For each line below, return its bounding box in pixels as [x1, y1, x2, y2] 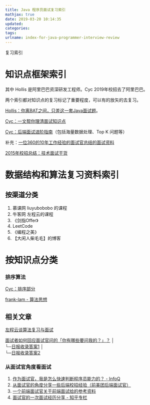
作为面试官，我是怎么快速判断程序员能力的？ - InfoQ [12, 376, 121, 382]
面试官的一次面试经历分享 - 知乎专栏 [12, 395, 87, 401]
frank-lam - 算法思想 [5, 297, 47, 303]
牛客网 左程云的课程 [12, 211, 53, 217]
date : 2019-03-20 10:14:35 [5, 16, 61, 21]
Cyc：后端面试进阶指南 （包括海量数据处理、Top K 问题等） [5, 128, 127, 135]
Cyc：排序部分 [5, 286, 35, 292]
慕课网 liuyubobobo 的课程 [12, 205, 67, 211]
